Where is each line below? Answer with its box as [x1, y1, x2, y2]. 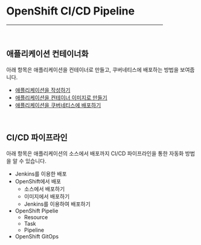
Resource [24, 213, 48, 221]
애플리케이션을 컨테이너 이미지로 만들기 [14, 94, 107, 101]
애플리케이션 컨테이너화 [6, 49, 89, 59]
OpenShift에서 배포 [14, 177, 62, 185]
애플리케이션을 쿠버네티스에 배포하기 [14, 101, 101, 109]
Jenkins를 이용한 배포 [14, 170, 68, 177]
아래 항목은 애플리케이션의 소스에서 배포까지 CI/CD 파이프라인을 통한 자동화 [6, 150, 184, 157]
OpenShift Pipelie [14, 207, 59, 214]
